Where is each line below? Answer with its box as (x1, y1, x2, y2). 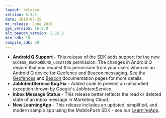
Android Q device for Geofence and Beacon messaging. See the (12, 70, 146, 76)
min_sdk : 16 (5, 36, 30, 41)
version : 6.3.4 (5, 12, 37, 17)
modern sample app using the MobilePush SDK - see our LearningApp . (12, 107, 160, 113)
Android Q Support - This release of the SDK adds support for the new (12, 54, 160, 60)
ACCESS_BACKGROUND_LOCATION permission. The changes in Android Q (12, 59, 152, 65)
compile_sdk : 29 (5, 40, 39, 45)
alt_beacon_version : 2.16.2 (5, 31, 64, 36)
